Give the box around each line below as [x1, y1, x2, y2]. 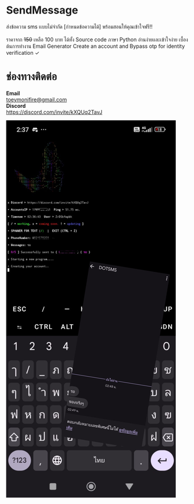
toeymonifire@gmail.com [6, 95, 67, 103]
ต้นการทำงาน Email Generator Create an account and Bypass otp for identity [6, 42, 185, 50]
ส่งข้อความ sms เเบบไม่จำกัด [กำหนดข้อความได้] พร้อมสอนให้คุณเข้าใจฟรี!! [6, 23, 153, 30]
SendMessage [6, 4, 78, 17]
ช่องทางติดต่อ [6, 70, 57, 83]
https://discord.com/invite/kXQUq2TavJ [6, 108, 103, 116]
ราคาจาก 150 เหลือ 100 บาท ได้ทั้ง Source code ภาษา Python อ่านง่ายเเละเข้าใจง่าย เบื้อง [6, 36, 189, 43]
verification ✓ [6, 49, 40, 56]
